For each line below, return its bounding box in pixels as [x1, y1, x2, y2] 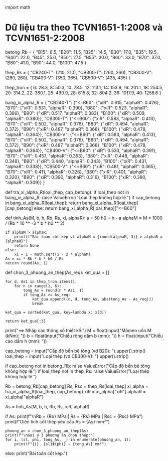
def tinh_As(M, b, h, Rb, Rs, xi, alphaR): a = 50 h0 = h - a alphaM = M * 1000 [5, 215, 163, 221]
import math [5, 5, 31, 10]
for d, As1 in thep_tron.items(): [5, 279, 78, 284]
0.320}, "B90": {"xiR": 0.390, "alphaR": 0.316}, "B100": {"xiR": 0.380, [5, 174, 147, 180]
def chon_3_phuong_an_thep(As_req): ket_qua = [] [5, 269, 109, 275]
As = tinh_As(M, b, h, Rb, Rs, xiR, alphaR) [5, 403, 90, 409]
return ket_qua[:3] [5, 319, 46, 324]
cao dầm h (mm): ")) [5, 338, 47, 344]
